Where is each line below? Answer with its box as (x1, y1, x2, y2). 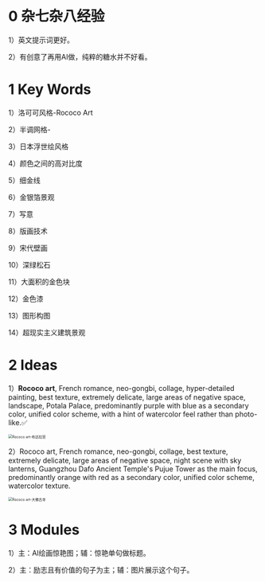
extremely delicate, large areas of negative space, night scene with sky (8, 455, 242, 465)
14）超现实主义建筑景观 (8, 327, 86, 337)
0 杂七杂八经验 (8, 7, 105, 25)
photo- (234, 409, 258, 419)
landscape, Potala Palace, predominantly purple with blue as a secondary (8, 400, 249, 410)
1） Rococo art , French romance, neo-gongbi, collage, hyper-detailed (8, 383, 235, 393)
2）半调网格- (8, 124, 51, 134)
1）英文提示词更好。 (8, 35, 74, 45)
